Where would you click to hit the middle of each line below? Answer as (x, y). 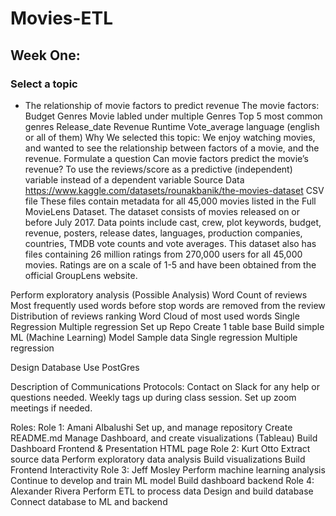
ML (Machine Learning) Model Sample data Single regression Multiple (154, 337)
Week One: (45, 55)
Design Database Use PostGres (75, 367)
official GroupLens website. (81, 275)
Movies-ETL (62, 18)
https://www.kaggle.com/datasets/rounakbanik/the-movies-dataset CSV (174, 190)
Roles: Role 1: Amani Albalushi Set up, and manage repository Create (151, 427)
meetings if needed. (51, 408)
